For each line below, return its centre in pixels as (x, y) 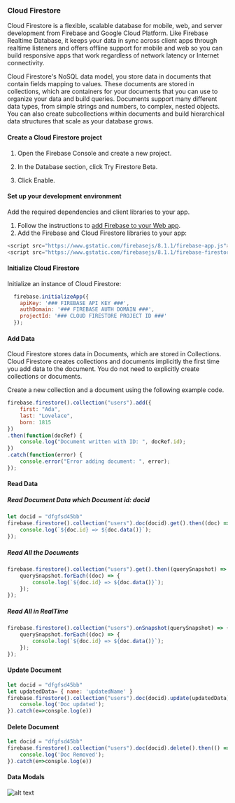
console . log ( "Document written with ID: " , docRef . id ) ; (103, 442)
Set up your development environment (64, 196)
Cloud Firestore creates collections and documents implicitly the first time (114, 362)
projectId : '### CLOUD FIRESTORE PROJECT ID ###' (94, 316)
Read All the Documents (43, 552)
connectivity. (26, 63)
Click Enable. (36, 180)
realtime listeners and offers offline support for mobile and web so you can (115, 48)
